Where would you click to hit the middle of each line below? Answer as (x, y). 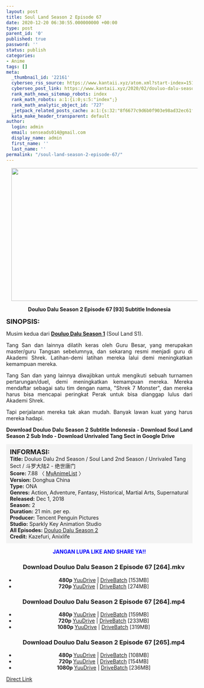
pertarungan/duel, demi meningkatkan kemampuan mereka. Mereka (99, 382)
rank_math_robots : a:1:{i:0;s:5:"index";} (64, 99)
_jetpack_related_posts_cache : (50, 111)
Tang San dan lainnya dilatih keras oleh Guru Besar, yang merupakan (99, 345)
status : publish (26, 50)
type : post (20, 28)
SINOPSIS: (23, 322)
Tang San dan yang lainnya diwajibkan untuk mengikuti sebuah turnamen (99, 375)
